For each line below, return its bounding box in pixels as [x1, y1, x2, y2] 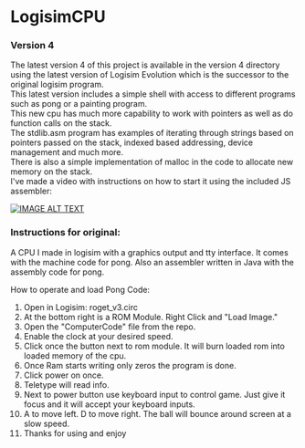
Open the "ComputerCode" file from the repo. [23, 321, 196, 332]
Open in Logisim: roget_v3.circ [23, 301, 139, 312]
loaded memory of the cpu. [23, 349, 127, 361]
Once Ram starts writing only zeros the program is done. [23, 359, 237, 370]
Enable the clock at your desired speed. [23, 330, 174, 341]
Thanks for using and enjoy [23, 427, 127, 439]
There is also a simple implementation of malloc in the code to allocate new [10, 157, 294, 168]
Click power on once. [23, 370, 104, 380]
